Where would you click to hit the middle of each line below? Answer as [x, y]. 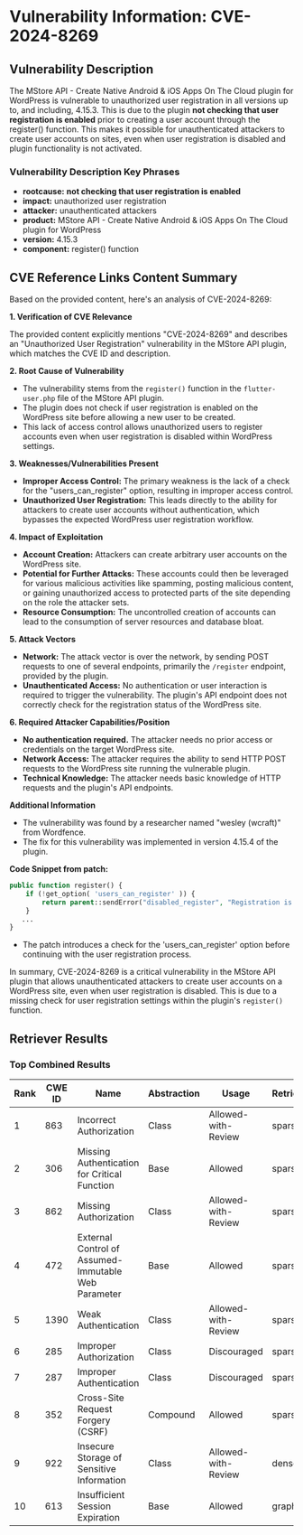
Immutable [100, 1271]
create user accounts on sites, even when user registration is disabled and [147, 139]
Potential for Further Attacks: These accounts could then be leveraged [155, 574]
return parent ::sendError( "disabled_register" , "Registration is [167, 902]
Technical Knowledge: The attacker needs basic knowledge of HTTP [151, 778]
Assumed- [100, 1260]
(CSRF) [92, 1432]
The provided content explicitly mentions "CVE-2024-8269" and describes [149, 334]
